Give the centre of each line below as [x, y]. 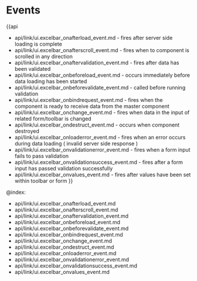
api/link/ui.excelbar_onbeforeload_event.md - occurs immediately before [102, 75]
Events [23, 10]
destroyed [27, 131]
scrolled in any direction [44, 56]
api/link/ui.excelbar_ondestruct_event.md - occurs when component [97, 125]
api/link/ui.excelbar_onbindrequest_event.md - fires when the [89, 100]
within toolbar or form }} [44, 181]
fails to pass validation [42, 156]
